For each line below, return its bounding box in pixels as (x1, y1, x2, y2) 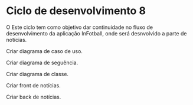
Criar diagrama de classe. (6, 70, 69, 77)
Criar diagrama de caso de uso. (6, 47, 83, 54)
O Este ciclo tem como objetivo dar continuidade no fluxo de (6, 24, 153, 31)
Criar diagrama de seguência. (6, 59, 78, 66)
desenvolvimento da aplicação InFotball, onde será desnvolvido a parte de (6, 29, 187, 37)
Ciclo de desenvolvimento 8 (6, 4, 146, 18)
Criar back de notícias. (6, 93, 61, 100)
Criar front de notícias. (6, 81, 61, 89)
